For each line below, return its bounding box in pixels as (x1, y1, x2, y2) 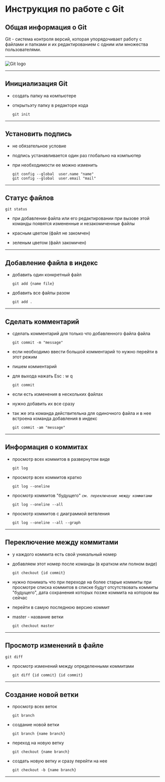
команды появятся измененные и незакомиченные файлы (12, 221, 135, 227)
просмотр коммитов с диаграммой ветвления (12, 510, 110, 516)
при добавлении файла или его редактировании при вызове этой (12, 215, 150, 221)
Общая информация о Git (5, 23, 87, 32)
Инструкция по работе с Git (5, 3, 124, 15)
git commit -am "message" (12, 425, 65, 430)
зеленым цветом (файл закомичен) (12, 240, 87, 246)
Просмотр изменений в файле (5, 642, 104, 650)
